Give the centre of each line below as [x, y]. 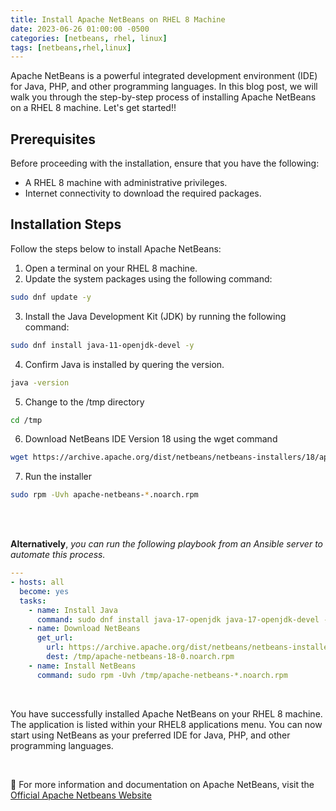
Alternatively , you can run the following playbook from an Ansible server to [166, 544]
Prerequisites [53, 139]
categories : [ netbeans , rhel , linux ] [89, 38]
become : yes [44, 591]
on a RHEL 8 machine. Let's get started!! [93, 108]
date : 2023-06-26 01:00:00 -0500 [80, 29]
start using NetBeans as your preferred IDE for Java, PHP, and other [150, 735]
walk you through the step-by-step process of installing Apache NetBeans [163, 97]
